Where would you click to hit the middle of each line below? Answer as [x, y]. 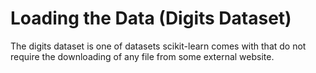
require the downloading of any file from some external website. [142, 56]
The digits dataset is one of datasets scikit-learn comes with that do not [158, 46]
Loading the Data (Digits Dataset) [151, 18]
